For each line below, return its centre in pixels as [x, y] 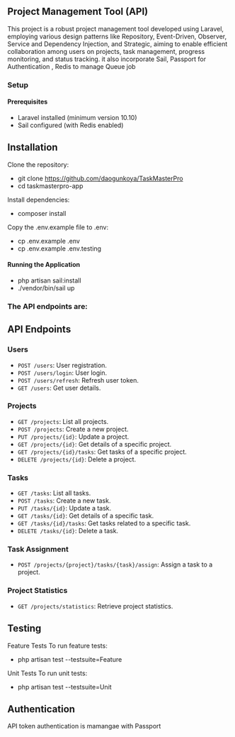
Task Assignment [38, 550]
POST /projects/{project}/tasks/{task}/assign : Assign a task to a [115, 564]
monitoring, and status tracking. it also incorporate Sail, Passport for [107, 59]
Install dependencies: [39, 200]
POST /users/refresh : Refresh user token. [78, 380]
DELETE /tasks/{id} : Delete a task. [68, 531]
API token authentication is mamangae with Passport [84, 726]
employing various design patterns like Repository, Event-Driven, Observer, [117, 36]
